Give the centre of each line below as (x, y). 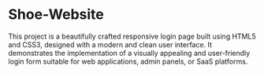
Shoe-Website (56, 15)
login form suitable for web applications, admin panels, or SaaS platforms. (128, 61)
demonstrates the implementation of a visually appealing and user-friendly (129, 53)
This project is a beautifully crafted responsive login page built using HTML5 (132, 36)
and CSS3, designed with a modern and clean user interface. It (110, 44)
